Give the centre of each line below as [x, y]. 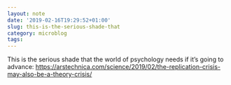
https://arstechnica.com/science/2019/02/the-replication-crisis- [128, 67]
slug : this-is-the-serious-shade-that [64, 26]
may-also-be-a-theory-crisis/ [50, 75]
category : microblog [37, 33]
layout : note [26, 14]
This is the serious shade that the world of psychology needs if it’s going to [115, 59]
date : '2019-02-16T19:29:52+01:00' [59, 20]
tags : [15, 40]
